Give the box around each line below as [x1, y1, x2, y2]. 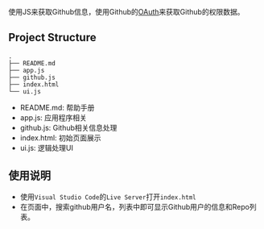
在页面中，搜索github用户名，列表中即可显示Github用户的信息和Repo [19, 202, 250, 211]
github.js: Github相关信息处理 [19, 123, 118, 132]
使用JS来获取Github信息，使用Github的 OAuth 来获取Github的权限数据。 [8, 7, 245, 16]
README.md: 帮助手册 [19, 102, 95, 112]
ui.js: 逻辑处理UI [19, 143, 74, 152]
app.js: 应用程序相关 [19, 112, 87, 123]
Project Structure [8, 31, 97, 44]
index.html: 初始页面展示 [19, 132, 102, 143]
